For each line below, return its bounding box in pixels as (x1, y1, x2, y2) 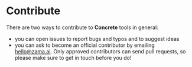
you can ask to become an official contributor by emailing (14, 42, 155, 49)
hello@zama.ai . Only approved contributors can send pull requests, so (14, 47, 186, 55)
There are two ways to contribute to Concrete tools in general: (6, 24, 158, 31)
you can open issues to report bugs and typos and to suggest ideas (14, 35, 180, 42)
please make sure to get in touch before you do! (14, 54, 132, 61)
